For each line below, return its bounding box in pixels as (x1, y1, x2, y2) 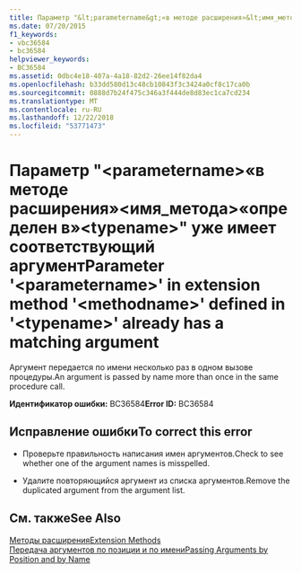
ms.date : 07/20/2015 (9, 22, 87, 31)
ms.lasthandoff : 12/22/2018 (9, 113, 115, 122)
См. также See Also (9, 511, 121, 526)
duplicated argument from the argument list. (21, 484, 185, 495)
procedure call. (9, 381, 65, 392)
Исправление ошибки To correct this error (9, 424, 253, 440)
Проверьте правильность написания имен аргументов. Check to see (21, 448, 284, 459)
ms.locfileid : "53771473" (9, 122, 106, 131)
